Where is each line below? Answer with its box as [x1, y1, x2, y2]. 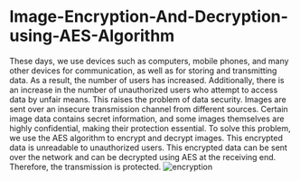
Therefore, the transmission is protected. [9, 161, 162, 172]
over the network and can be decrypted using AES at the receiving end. [9, 151, 277, 162]
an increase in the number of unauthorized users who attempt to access [9, 84, 278, 95]
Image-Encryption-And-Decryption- [9, 6, 289, 27]
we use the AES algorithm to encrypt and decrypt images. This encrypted [9, 132, 283, 143]
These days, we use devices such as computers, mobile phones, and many [9, 55, 289, 66]
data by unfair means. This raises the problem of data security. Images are [9, 93, 286, 105]
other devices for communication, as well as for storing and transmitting [9, 65, 277, 76]
